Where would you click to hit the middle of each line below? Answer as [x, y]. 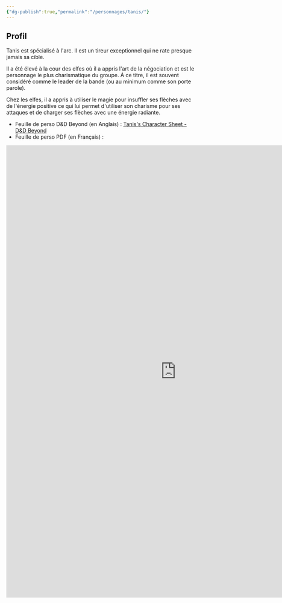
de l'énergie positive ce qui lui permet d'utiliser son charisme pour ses [93, 106]
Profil [17, 36]
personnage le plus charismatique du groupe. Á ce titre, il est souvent [92, 75]
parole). [16, 88]
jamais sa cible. [25, 57]
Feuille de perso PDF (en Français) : [59, 137]
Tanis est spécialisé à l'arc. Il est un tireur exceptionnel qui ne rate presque [99, 51]
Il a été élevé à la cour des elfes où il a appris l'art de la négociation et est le [100, 69]
